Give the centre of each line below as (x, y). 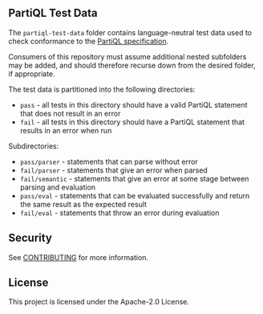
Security (30, 238)
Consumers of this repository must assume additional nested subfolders (127, 56)
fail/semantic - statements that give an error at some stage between (134, 178)
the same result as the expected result (83, 204)
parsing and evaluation (58, 187)
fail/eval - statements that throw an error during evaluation (119, 213)
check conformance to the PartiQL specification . (89, 41)
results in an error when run (66, 130)
